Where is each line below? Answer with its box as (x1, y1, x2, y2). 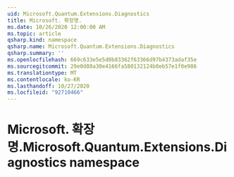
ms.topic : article (7, 30, 61, 37)
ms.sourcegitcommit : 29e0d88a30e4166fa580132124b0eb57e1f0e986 (7, 63, 197, 70)
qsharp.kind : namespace (7, 37, 78, 44)
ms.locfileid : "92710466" (7, 89, 83, 96)
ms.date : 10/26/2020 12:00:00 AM (7, 23, 106, 30)
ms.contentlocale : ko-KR (7, 75, 80, 83)
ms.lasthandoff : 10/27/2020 (7, 83, 90, 90)
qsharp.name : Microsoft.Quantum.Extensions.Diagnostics (7, 43, 175, 50)
